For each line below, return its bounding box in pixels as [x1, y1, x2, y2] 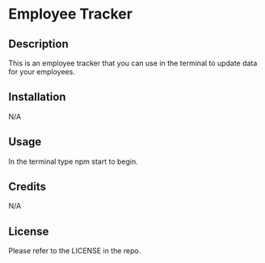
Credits [8, 180, 47, 194]
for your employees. [8, 67, 75, 77]
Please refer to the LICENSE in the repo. [8, 246, 141, 256]
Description [8, 37, 69, 51]
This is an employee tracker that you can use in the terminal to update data [8, 58, 258, 68]
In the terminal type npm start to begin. [8, 157, 139, 166]
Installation [8, 90, 66, 104]
